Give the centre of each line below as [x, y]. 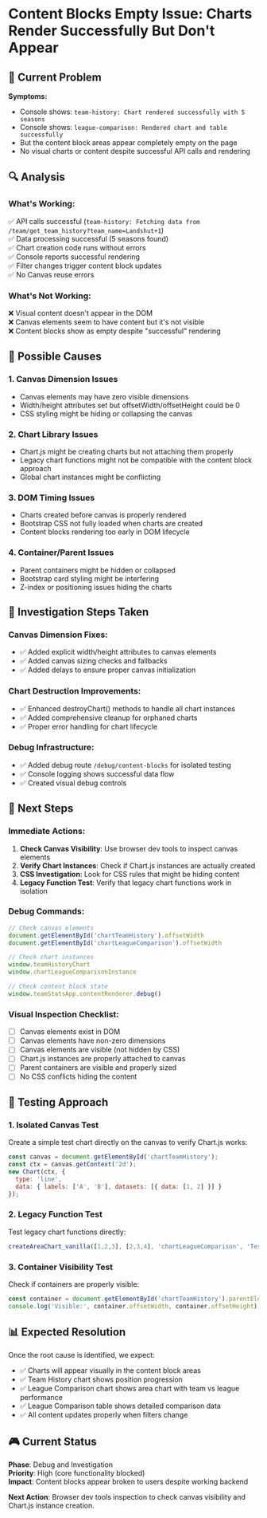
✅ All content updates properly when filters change [104, 1415]
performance [41, 1398]
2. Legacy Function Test [56, 1214]
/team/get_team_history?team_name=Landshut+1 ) [86, 230]
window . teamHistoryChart [49, 965]
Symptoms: [28, 96]
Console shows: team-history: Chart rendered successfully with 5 [132, 112]
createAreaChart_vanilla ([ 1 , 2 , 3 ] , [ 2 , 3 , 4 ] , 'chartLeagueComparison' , [126, 1246]
